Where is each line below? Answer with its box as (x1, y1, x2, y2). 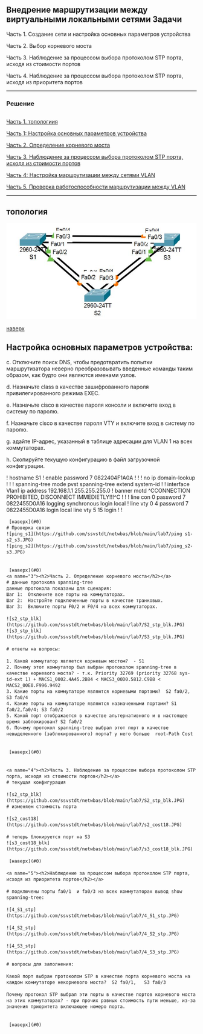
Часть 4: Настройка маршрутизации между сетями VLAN (6, 172, 155, 179)
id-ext (6, 676, 23, 682)
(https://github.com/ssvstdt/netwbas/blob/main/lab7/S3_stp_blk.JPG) (6, 633, 185, 640)
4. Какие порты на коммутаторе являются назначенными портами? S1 (6, 700, 177, 707)
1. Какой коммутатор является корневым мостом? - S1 (6, 658, 145, 664)
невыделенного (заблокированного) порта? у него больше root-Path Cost (6, 730, 193, 737)
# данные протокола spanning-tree (6, 579, 94, 585)
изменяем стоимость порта (11, 803, 77, 810)
